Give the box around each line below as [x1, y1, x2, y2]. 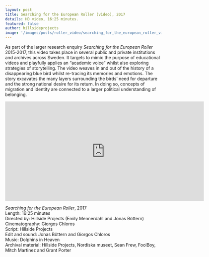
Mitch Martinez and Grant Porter [5, 247, 71, 253]
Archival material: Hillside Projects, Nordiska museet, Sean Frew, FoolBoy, [5, 242, 156, 248]
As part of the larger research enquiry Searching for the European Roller [5, 44, 153, 50]
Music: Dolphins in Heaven [5, 237, 60, 243]
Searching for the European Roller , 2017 [5, 205, 87, 211]
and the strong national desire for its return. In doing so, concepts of [5, 81, 145, 87]
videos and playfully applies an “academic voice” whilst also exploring [5, 60, 149, 66]
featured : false [5, 21, 39, 26]
